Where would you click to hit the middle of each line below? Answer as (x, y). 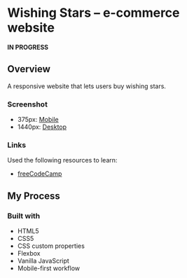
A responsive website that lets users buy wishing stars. (87, 86)
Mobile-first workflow (49, 268)
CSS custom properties (51, 246)
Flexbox (29, 253)
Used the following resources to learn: (62, 160)
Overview (29, 69)
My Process (34, 196)
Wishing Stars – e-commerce (93, 13)
